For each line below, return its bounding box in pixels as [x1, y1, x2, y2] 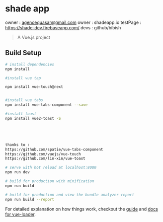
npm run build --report [5, 197, 55, 202]
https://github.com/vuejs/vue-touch [5, 151, 81, 156]
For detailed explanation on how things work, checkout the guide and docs [5, 206, 158, 212]
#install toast [5, 111, 37, 116]
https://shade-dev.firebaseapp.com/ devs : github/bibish [5, 24, 121, 30]
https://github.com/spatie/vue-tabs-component [5, 147, 103, 152]
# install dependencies [5, 62, 55, 67]
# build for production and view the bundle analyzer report [5, 192, 135, 197]
